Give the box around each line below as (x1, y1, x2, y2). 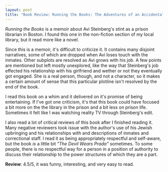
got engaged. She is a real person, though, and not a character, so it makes (5, 73, 160, 79)
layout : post (5, 7, 32, 13)
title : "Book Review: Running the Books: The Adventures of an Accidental (5, 12, 164, 17)
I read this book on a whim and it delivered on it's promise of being (5, 94, 142, 100)
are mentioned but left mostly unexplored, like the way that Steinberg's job (5, 62, 159, 68)
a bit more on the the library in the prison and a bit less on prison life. (5, 104, 147, 110)
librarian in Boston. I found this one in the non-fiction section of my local (5, 31, 154, 37)
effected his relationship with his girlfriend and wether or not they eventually (5, 67, 162, 73)
